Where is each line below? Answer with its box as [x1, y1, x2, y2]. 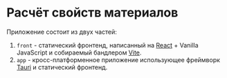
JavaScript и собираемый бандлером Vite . [16, 48, 142, 57]
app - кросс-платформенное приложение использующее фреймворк [16, 55, 221, 64]
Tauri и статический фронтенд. [16, 63, 108, 71]
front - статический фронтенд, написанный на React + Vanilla [16, 41, 199, 49]
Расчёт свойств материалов [6, 5, 179, 21]
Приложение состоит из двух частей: [6, 28, 117, 36]
